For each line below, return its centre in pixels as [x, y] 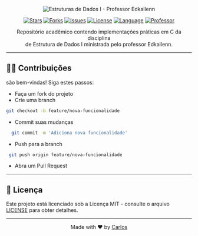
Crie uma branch [35, 100]
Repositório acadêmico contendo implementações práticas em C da [99, 32]
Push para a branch [39, 144]
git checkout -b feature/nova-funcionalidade [63, 111]
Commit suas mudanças [44, 122]
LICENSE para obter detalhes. [42, 210]
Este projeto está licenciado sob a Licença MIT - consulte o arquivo [88, 204]
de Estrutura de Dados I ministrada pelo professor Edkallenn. [99, 44]
